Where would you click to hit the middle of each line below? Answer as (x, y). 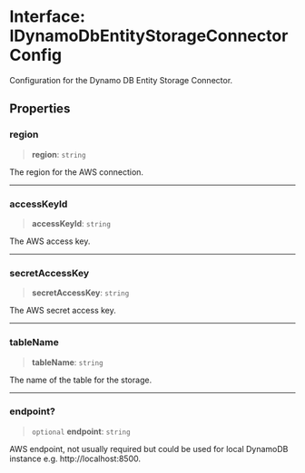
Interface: (48, 17)
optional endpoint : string (81, 431)
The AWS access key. (50, 241)
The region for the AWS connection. (76, 172)
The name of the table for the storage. (81, 380)
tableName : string (67, 362)
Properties (40, 109)
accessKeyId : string (71, 223)
